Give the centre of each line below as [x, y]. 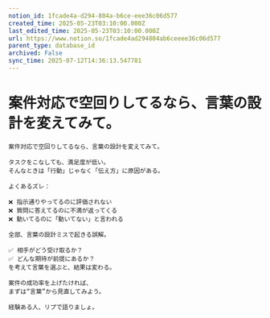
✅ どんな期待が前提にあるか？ [51, 258]
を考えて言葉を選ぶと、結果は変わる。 [62, 267]
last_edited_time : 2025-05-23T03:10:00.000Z [84, 31]
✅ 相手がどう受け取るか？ [46, 250]
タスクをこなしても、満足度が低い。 [59, 162]
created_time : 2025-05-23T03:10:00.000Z [77, 23]
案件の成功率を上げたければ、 [50, 283]
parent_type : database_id [51, 46]
